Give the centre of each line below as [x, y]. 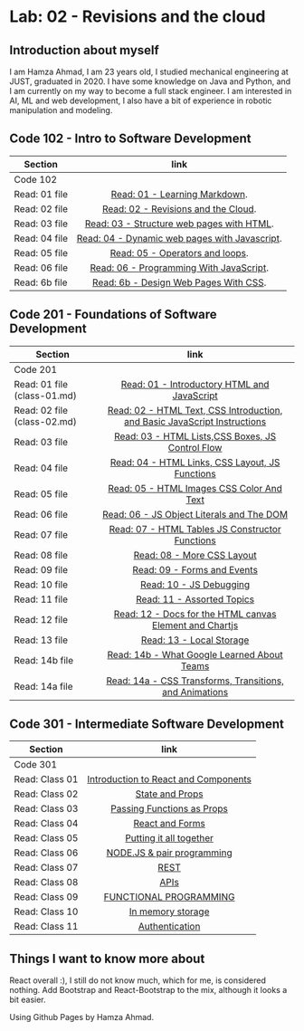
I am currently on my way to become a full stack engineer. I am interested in [151, 91]
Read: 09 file [41, 569]
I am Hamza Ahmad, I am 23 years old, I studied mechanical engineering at [149, 72]
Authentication [169, 927]
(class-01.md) [45, 396]
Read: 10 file [41, 584]
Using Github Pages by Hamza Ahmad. [82, 1017]
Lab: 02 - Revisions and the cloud [138, 17]
